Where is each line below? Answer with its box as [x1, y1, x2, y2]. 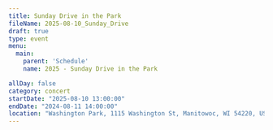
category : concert [8, 87, 71, 95]
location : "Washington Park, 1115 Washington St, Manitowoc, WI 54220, [8, 110, 256, 118]
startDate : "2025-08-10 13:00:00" [8, 94, 126, 102]
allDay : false [8, 79, 57, 88]
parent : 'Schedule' [23, 58, 89, 66]
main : [15, 50, 35, 58]
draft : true [8, 27, 49, 35]
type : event [8, 34, 49, 43]
